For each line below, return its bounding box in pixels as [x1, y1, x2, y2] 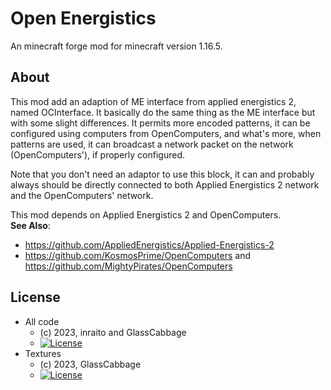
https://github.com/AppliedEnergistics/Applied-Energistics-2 [24, 238, 275, 251]
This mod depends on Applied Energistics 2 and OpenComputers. [10, 208, 282, 221]
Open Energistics [10, 7, 157, 30]
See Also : [10, 219, 51, 231]
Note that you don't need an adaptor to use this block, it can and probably [10, 168, 315, 180]
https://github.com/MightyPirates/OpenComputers [24, 260, 233, 272]
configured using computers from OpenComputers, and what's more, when [10, 127, 322, 139]
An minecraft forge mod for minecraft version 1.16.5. [10, 40, 223, 52]
